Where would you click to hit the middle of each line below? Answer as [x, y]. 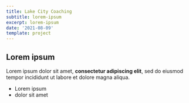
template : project [28, 33]
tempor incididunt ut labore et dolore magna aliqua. [68, 77]
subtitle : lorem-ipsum [34, 17]
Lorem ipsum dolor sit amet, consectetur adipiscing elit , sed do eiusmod [95, 71]
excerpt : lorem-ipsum [33, 22]
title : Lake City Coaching [39, 11]
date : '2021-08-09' [30, 28]
